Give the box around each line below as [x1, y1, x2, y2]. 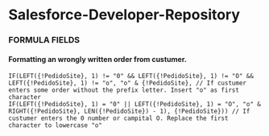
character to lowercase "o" [8, 122, 103, 130]
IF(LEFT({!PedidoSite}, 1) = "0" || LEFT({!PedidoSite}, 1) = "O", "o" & [8, 101, 262, 109]
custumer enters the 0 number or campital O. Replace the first [8, 114, 229, 122]
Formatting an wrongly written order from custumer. [8, 54, 187, 64]
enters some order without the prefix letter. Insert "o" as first [8, 86, 240, 94]
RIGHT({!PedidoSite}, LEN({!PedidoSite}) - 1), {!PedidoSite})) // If [8, 107, 250, 116]
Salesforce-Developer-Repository [8, 6, 240, 24]
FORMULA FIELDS [8, 35, 81, 46]
